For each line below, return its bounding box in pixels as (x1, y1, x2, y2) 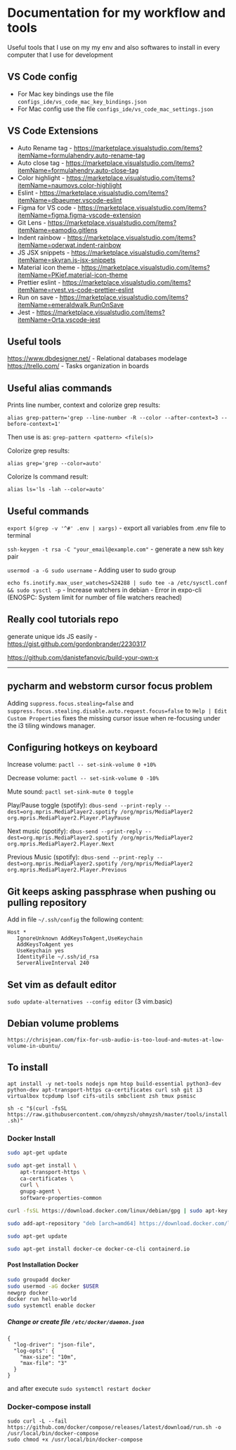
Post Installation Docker (7, 1260, 79, 1269)
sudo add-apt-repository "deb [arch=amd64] (7, 1219, 137, 1227)
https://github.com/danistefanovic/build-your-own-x (7, 653, 159, 661)
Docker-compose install (7, 1402, 91, 1412)
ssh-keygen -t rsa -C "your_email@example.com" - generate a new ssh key (7, 545, 224, 553)
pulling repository (7, 896, 87, 908)
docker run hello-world (7, 1295, 77, 1303)
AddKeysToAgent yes (16, 941, 74, 948)
